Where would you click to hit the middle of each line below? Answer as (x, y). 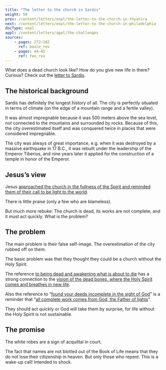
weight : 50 (16, 14)
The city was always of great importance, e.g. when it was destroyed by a (81, 143)
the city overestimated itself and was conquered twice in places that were (81, 128)
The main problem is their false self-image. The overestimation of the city (80, 244)
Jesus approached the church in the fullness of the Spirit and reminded (78, 186)
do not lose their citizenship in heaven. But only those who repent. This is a (82, 357)
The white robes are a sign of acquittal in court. (54, 342)
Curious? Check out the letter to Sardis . (45, 75)
